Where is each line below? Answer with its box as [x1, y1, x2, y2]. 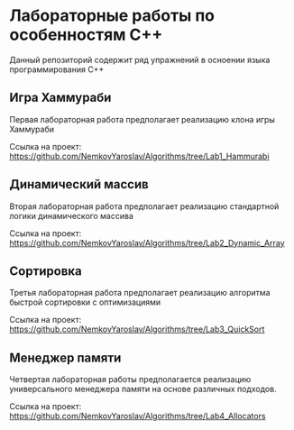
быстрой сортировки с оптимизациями [9, 297, 161, 307]
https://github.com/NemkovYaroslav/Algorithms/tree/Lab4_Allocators [9, 411, 266, 422]
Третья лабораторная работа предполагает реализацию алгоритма [9, 288, 271, 298]
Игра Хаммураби [9, 90, 112, 105]
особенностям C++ [9, 24, 163, 45]
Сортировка [9, 263, 83, 279]
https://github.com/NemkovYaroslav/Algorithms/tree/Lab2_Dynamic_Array [9, 237, 286, 248]
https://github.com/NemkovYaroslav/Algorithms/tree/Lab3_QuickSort [9, 324, 265, 334]
